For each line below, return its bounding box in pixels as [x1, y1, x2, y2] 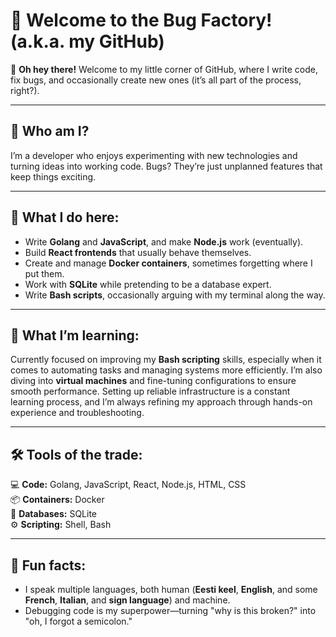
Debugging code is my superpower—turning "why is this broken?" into [24, 605, 317, 616]
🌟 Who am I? [10, 123, 90, 140]
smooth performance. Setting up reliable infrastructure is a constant [10, 385, 291, 398]
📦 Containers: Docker [10, 494, 105, 506]
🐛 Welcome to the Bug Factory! [10, 9, 273, 32]
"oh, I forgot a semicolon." [24, 615, 133, 627]
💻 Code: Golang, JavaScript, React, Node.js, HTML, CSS [10, 479, 247, 491]
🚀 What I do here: [10, 209, 120, 226]
